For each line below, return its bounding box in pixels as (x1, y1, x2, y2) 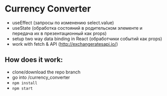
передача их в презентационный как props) (12, 30, 107, 36)
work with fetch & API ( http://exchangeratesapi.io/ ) (12, 41, 118, 47)
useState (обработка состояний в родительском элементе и (12, 25, 143, 31)
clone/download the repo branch (12, 69, 81, 75)
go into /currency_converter (12, 74, 70, 80)
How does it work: (5, 56, 63, 64)
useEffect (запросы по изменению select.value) (12, 20, 114, 26)
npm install (12, 80, 37, 85)
